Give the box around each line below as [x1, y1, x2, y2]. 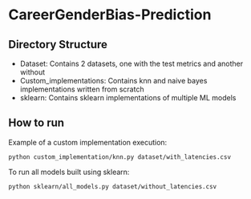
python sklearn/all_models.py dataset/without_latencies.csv [8, 182, 217, 190]
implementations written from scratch [19, 84, 144, 94]
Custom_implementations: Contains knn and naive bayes [19, 76, 208, 85]
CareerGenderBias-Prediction [8, 6, 212, 24]
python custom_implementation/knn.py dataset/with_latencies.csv [8, 152, 231, 161]
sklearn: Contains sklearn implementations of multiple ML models [19, 93, 237, 102]
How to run [8, 116, 65, 130]
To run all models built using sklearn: [8, 167, 130, 177]
